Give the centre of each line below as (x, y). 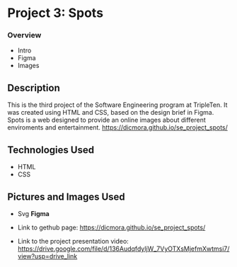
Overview (24, 35)
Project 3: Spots (56, 13)
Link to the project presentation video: (73, 241)
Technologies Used (51, 150)
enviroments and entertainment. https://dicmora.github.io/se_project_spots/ (118, 127)
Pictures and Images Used (66, 197)
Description (34, 87)
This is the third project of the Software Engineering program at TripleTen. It (117, 105)
